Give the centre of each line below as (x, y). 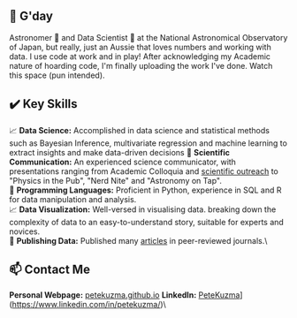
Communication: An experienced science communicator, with (123, 162)
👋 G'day (31, 16)
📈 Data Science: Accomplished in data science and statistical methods (139, 130)
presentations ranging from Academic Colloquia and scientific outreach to (144, 171)
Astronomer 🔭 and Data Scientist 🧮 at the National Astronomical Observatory (148, 37)
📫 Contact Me (50, 270)
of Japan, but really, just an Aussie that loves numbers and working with (140, 47)
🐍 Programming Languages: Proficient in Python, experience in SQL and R (145, 190)
